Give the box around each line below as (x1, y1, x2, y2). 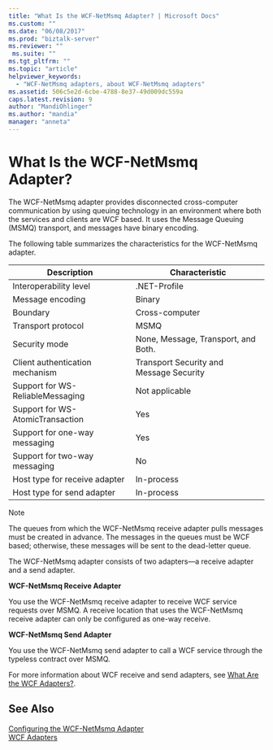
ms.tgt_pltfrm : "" (8, 58, 71, 66)
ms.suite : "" (11, 50, 57, 58)
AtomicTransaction (12, 413, 84, 425)
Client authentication (12, 356, 92, 368)
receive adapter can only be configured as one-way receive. (8, 613, 211, 623)
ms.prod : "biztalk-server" (8, 34, 100, 43)
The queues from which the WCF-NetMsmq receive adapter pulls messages (8, 523, 264, 533)
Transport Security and (135, 356, 224, 368)
